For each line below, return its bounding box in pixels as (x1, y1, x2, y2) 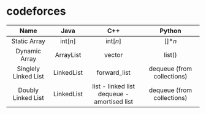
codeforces (6, 4, 66, 18)
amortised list (94, 97, 134, 105)
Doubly (18, 86, 39, 94)
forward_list (96, 68, 131, 77)
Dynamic (15, 47, 42, 55)
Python (159, 26, 181, 35)
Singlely (17, 64, 40, 73)
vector (104, 50, 123, 59)
